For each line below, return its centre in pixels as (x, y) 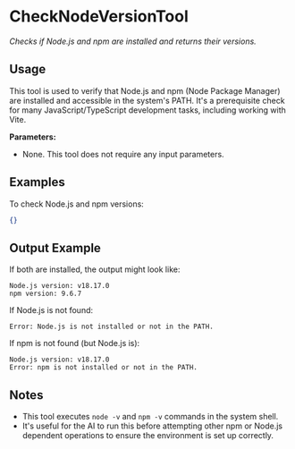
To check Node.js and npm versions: (77, 204)
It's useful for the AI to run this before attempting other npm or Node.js (152, 426)
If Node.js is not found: (51, 310)
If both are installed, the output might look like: (95, 269)
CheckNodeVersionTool (99, 17)
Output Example (55, 248)
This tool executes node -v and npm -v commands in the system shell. (150, 417)
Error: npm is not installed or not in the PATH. (104, 368)
